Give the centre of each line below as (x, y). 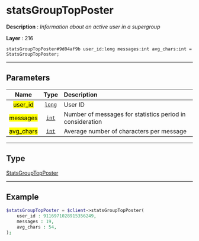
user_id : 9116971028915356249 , (57, 216)
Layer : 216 (20, 38)
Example (23, 197)
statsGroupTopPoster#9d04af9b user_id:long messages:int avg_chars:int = (99, 49)
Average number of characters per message (125, 131)
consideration (83, 121)
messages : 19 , (36, 222)
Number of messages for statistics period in (125, 114)
